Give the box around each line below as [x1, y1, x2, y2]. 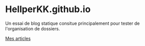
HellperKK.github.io [5, 4, 91, 15]
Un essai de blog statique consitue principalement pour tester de [5, 20, 140, 26]
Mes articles [5, 35, 31, 41]
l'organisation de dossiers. [5, 25, 60, 31]
